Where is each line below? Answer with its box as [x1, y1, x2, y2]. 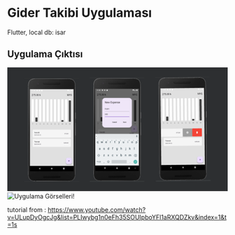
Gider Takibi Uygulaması [7, 5, 152, 21]
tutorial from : [7, 206, 47, 214]
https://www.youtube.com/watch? [48, 206, 146, 214]
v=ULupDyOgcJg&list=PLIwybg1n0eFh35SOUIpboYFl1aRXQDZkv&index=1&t [7, 213, 227, 222]
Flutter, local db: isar [7, 28, 66, 36]
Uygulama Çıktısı [7, 48, 83, 60]
